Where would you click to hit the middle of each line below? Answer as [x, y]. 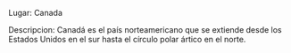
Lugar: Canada [36, 13]
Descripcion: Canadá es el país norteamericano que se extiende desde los [145, 30]
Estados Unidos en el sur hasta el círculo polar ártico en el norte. [127, 39]
